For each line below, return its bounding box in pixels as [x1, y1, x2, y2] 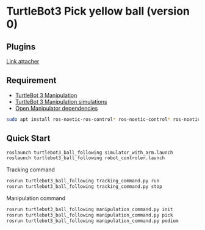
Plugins [6, 41, 36, 52]
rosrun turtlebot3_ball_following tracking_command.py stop [6, 184, 163, 190]
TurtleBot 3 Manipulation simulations [15, 98, 107, 105]
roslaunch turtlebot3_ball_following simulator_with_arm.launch [6, 149, 173, 156]
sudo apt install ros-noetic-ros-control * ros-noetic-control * [6, 116, 171, 123]
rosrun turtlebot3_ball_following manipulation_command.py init [6, 206, 173, 212]
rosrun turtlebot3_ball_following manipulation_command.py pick [6, 212, 173, 218]
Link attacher [6, 58, 40, 65]
